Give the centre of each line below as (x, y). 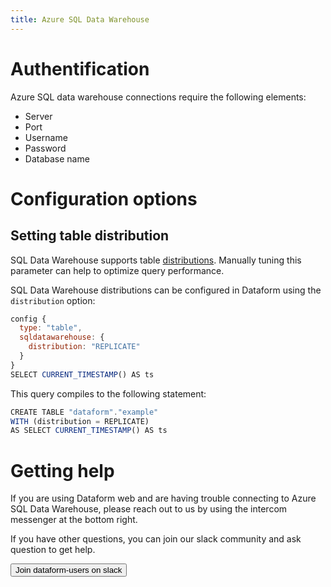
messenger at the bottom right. (74, 520)
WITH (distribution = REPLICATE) (80, 421)
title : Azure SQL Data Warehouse (80, 19)
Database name (57, 158)
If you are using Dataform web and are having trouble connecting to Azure (163, 498)
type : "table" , (51, 328)
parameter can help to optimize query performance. (117, 270)
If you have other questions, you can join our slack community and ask (156, 539)
